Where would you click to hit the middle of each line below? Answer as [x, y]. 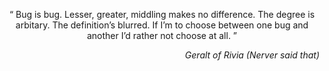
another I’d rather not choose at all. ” [162, 35]
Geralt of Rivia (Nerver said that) [252, 55]
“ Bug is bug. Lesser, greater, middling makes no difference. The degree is [162, 14]
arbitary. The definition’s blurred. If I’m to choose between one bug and [162, 25]
